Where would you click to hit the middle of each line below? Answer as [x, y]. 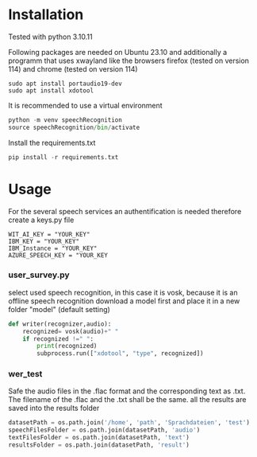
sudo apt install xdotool [51, 90]
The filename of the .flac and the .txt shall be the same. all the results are [127, 400]
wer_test [25, 374]
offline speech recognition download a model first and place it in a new [124, 301]
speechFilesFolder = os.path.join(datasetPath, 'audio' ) [104, 430]
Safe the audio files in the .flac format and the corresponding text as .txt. [127, 391]
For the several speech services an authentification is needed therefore [125, 211]
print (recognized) [67, 346]
